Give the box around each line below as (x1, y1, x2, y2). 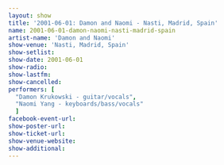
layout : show (8, 11, 52, 20)
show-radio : (8, 63, 48, 71)
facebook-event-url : (8, 115, 77, 123)
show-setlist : (8, 48, 56, 56)
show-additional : (8, 144, 66, 152)
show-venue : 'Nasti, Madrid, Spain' (8, 41, 129, 49)
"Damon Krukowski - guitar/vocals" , (15, 93, 137, 101)
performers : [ (8, 85, 56, 94)
